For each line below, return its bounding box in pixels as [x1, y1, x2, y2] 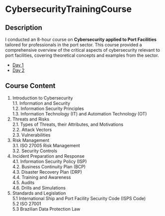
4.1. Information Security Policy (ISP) [12, 158, 87, 164]
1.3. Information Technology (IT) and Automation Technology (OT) [12, 110, 147, 116]
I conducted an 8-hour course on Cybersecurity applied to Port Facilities [5, 36, 157, 42]
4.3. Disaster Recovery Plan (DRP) [12, 169, 82, 175]
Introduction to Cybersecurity [12, 95, 73, 101]
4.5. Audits [12, 179, 35, 185]
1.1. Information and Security [12, 100, 71, 106]
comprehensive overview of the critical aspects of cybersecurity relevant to [5, 47, 161, 53]
